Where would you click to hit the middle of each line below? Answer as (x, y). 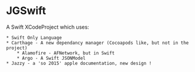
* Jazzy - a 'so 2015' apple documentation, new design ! (79, 63)
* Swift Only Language (34, 37)
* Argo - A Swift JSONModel (51, 58)
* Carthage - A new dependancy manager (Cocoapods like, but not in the (97, 43)
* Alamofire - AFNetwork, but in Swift (66, 53)
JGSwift (26, 11)
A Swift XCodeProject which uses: (48, 27)
